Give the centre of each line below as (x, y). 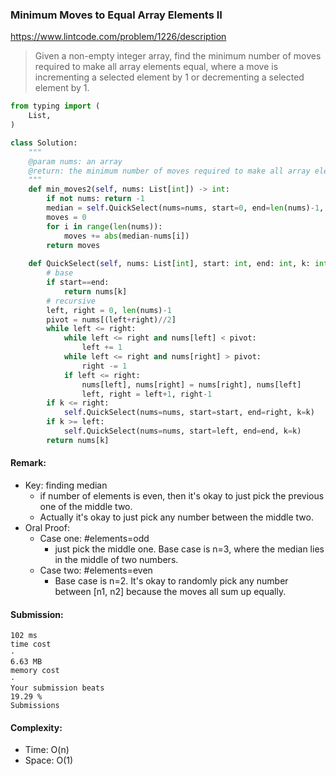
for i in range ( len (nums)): (104, 226)
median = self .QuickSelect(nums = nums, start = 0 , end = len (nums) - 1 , (185, 208)
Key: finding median (66, 485)
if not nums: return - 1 (95, 199)
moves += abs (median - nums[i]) (126, 236)
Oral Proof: (47, 527)
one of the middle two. (86, 506)
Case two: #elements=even (96, 570)
